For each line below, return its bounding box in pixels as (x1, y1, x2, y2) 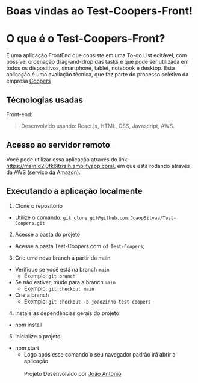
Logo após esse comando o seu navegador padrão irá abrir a (23, 350, 176, 358)
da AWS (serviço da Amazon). (6, 169, 81, 176)
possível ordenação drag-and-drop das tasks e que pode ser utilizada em (6, 58, 189, 66)
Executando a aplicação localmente (6, 186, 143, 196)
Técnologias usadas (6, 95, 83, 105)
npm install (14, 321, 43, 328)
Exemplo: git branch (23, 272, 76, 279)
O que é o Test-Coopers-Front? (6, 32, 166, 46)
